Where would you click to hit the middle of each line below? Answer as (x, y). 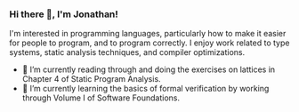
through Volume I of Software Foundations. (101, 98)
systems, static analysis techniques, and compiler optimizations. (127, 52)
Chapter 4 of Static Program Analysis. (92, 79)
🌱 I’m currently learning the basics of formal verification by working (145, 89)
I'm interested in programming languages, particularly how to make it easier (148, 34)
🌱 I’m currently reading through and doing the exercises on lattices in (149, 69)
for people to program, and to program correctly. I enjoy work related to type (149, 43)
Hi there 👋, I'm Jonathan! (64, 14)
